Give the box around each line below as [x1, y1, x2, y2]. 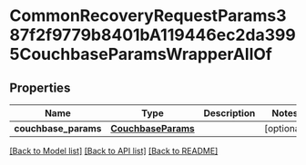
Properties [9, 80, 71, 95]
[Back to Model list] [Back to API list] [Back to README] [9, 146, 219, 156]
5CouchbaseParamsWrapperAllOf [9, 44, 273, 64]
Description [203, 107, 256, 119]
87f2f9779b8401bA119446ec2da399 [9, 24, 296, 45]
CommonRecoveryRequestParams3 [9, 5, 287, 26]
